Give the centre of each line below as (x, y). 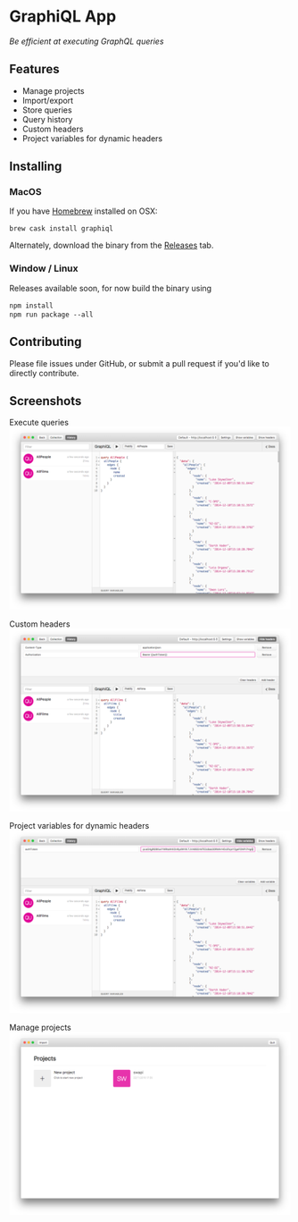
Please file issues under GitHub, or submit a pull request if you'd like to (139, 363)
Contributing (46, 342)
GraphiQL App (63, 17)
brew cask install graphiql (62, 229)
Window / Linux (44, 268)
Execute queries (39, 423)
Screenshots (46, 401)
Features (34, 69)
